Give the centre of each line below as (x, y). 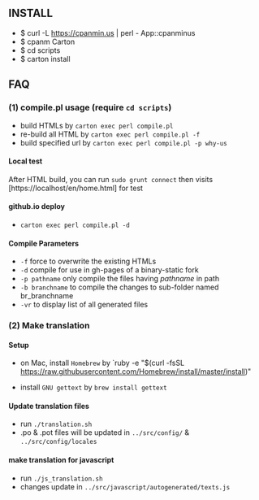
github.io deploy (37, 207)
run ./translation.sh (56, 424)
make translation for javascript (61, 460)
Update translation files (49, 406)
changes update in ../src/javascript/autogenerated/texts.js (125, 486)
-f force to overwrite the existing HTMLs (88, 261)
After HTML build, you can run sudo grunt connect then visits (111, 179)
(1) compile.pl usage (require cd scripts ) (90, 107)
